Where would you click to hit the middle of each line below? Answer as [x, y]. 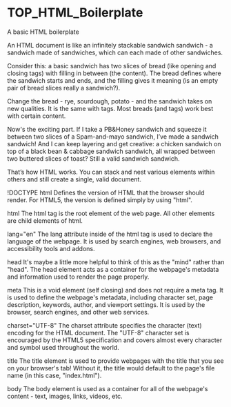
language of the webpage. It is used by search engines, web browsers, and [114, 241]
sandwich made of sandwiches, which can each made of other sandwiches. [115, 52]
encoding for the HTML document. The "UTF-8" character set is [98, 332]
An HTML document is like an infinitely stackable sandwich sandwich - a [110, 45]
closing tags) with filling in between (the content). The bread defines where [114, 73]
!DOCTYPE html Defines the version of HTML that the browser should [106, 192]
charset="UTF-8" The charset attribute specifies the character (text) [104, 325]
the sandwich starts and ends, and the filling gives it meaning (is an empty [113, 80]
